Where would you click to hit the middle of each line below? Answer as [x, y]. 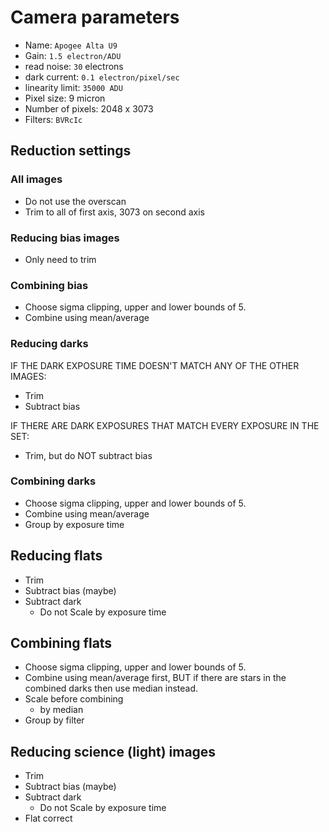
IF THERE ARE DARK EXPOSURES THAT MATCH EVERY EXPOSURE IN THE [165, 425]
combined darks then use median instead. [111, 688]
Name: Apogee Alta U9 [71, 45]
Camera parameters [95, 17]
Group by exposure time [74, 524]
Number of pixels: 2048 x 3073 [89, 108]
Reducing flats [56, 556]
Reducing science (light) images [113, 751]
